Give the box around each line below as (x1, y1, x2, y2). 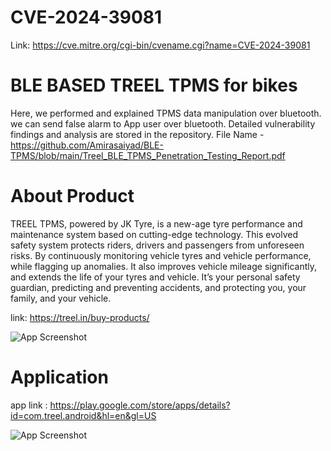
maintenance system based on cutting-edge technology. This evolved (10, 228, 298, 240)
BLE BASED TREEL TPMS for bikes (10, 74, 298, 97)
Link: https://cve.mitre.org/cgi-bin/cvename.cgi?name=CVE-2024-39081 (10, 39, 311, 51)
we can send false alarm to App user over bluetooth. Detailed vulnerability (10, 117, 316, 130)
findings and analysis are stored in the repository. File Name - (10, 128, 265, 140)
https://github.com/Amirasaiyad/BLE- (10, 139, 164, 151)
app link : (10, 399, 48, 411)
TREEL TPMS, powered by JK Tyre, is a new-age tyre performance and (10, 217, 303, 230)
